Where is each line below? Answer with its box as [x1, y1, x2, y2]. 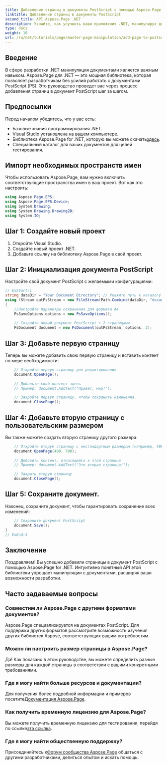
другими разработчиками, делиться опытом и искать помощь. [5, 755, 139, 761]
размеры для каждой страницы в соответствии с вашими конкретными [5, 662, 158, 668]
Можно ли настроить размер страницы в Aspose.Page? [5, 645, 148, 652]
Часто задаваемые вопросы [5, 589, 98, 598]
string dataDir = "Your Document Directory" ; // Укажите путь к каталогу [5, 293, 162, 298]
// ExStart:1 [5, 288, 32, 293]
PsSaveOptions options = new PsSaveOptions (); [14, 311, 112, 316]
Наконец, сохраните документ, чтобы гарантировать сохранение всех [5, 503, 156, 509]
